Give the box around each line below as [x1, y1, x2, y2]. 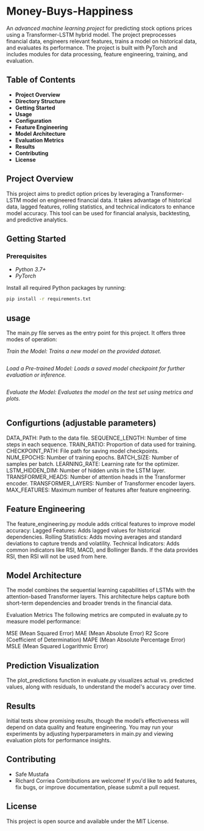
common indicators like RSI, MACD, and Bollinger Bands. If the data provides [6, 546, 199, 553]
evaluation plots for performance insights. [6, 737, 111, 744]
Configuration [15, 117, 52, 124]
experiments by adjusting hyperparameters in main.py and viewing [6, 730, 174, 737]
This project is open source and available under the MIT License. [6, 818, 169, 825]
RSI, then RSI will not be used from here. [6, 552, 108, 560]
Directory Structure [15, 97, 66, 105]
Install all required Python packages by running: [6, 284, 126, 292]
